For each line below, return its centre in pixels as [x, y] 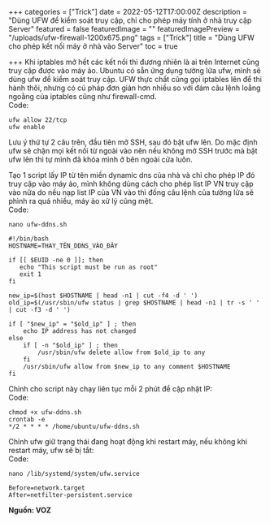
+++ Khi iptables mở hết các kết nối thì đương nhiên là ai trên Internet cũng [134, 62]
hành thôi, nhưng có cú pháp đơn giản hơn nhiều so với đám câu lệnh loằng [135, 88]
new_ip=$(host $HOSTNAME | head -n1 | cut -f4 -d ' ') [103, 296]
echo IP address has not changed [80, 331]
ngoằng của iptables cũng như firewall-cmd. [83, 96]
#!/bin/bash [28, 239]
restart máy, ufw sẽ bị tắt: [51, 450]
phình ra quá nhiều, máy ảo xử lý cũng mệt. [81, 201]
